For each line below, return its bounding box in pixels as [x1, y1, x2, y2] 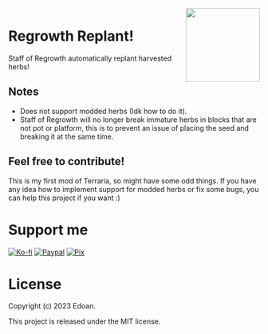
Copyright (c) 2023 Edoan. [8, 301, 96, 311]
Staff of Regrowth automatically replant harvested [8, 53, 172, 63]
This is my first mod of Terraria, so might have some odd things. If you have [8, 175, 257, 186]
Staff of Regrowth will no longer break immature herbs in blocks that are [19, 115, 257, 124]
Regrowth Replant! [8, 27, 134, 45]
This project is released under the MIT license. [8, 316, 161, 326]
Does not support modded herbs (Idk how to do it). [19, 106, 187, 116]
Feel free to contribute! [8, 155, 125, 168]
